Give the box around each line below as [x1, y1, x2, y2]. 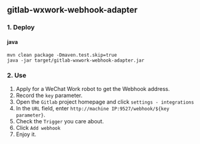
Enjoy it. [15, 131, 36, 138]
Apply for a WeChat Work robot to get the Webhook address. [15, 85, 171, 92]
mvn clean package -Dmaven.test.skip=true [7, 52, 117, 58]
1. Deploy [7, 23, 35, 32]
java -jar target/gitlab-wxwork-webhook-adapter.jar [7, 57, 145, 63]
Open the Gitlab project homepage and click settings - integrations [15, 98, 194, 106]
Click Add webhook [15, 124, 61, 131]
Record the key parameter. [15, 92, 83, 99]
